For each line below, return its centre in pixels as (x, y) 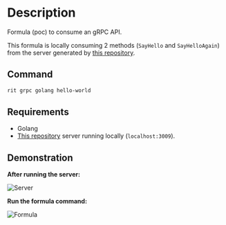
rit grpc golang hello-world (49, 90)
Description (41, 13)
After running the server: (44, 174)
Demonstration (40, 157)
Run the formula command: (47, 201)
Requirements (38, 112)
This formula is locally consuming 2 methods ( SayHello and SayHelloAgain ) (113, 45)
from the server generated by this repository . (71, 53)
